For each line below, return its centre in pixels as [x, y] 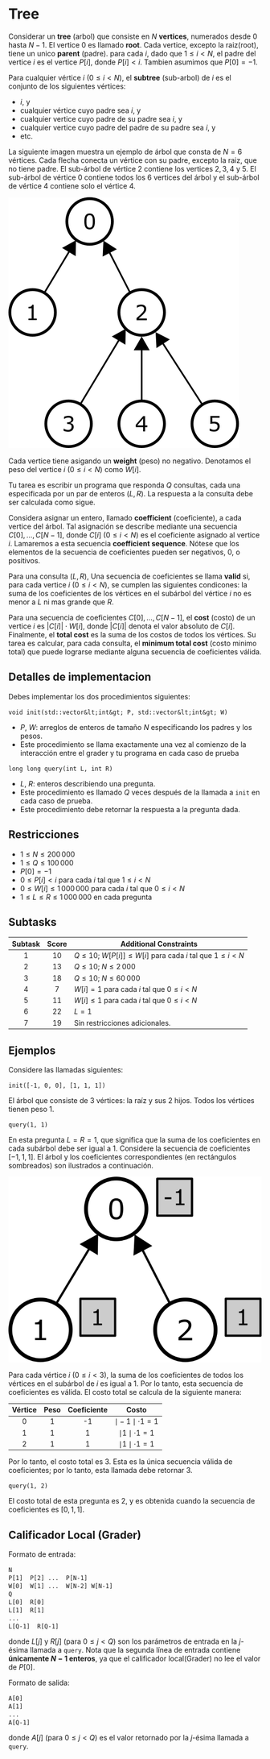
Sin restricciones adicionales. [122, 1023]
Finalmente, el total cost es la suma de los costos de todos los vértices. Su [132, 634]
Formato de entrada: [42, 1554]
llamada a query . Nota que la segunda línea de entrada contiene [135, 1650]
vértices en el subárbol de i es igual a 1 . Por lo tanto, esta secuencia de [126, 1384]
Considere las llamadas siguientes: [66, 1069]
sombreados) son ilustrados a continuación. [81, 1165]
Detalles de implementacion [80, 677]
